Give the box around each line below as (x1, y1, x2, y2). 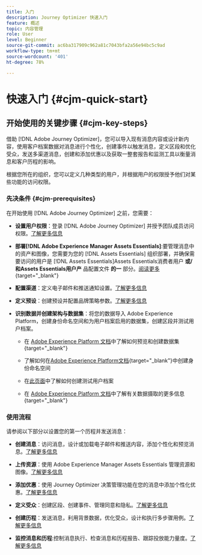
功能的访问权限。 (11, 178, 54, 185)
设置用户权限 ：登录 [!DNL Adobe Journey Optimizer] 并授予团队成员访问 (14, 222, 194, 229)
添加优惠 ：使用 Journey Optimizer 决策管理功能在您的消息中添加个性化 (14, 481, 191, 488)
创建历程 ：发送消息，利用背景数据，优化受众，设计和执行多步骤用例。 (14, 514, 189, 521)
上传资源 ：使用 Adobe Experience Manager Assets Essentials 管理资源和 (14, 461, 195, 468)
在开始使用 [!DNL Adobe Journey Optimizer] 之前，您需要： (6, 209, 154, 217)
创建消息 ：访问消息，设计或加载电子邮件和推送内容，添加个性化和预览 (14, 441, 189, 448)
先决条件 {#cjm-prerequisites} (6, 194, 96, 203)
